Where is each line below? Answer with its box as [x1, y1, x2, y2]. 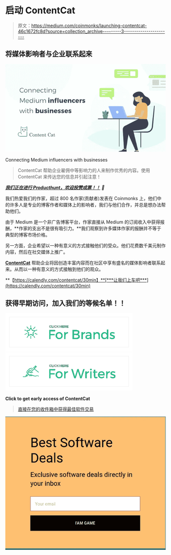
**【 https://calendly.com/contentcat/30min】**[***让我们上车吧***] [5, 277, 149, 283]
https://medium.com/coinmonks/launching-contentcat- [31, 22, 147, 29]
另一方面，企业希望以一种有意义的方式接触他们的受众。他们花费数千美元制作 [5, 243, 166, 249]
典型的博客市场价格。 [5, 232, 50, 238]
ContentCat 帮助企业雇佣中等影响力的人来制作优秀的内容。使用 [17, 167, 150, 173]
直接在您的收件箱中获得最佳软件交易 [17, 406, 94, 412]
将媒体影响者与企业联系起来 [5, 49, 93, 59]
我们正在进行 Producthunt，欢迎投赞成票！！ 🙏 [5, 185, 105, 191]
